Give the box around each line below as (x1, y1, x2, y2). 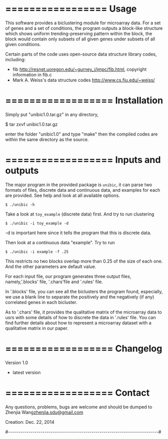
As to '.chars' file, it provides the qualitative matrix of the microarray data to (5, 309, 162, 315)
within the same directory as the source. (5, 136, 89, 142)
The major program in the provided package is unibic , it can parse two (5, 182, 152, 188)
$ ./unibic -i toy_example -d (5, 221, 69, 226)
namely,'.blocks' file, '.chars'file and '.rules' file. (5, 279, 103, 285)
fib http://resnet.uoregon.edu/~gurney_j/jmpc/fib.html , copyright (12, 66, 147, 72)
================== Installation (5, 95, 163, 106)
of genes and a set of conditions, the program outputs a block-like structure (5, 25, 163, 31)
